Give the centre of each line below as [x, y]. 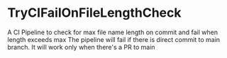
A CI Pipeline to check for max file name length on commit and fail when [113, 32]
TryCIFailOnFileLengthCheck [94, 13]
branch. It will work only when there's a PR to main [81, 47]
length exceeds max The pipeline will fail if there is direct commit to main [114, 39]
